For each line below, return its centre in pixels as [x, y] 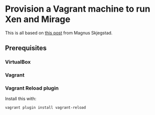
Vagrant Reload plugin [32, 88]
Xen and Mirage [38, 19]
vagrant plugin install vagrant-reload [46, 108]
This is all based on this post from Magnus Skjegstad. [59, 33]
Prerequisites [26, 48]
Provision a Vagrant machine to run [78, 9]
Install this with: [21, 99]
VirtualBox [18, 62]
